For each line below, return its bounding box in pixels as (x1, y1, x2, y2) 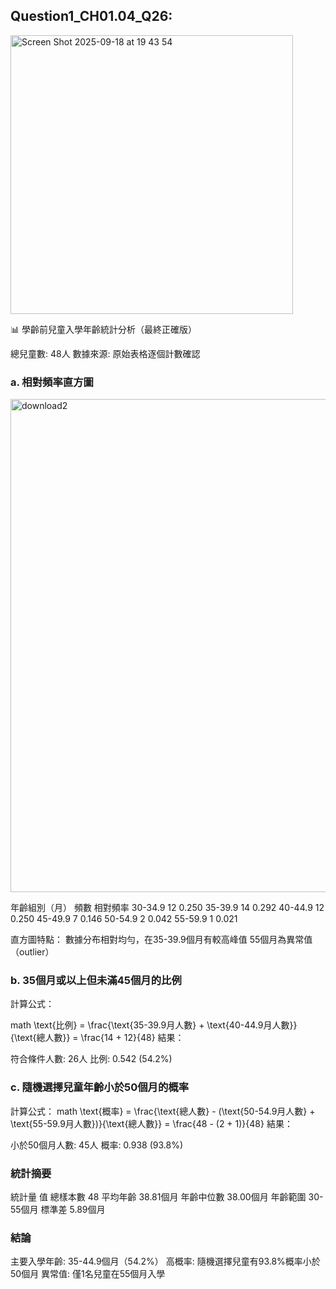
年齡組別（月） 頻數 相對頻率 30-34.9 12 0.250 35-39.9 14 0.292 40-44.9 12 (10, 902, 325, 914)
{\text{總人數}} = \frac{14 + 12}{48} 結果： (10, 1032, 185, 1044)
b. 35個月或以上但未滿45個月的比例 (10, 974, 182, 988)
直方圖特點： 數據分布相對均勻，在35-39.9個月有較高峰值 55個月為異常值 (10, 934, 313, 946)
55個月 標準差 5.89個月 (10, 1204, 106, 1215)
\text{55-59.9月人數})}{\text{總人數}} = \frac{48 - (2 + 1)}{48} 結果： (10, 1117, 293, 1129)
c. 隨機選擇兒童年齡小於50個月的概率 (10, 1080, 190, 1094)
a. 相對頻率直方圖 (10, 375, 94, 389)
